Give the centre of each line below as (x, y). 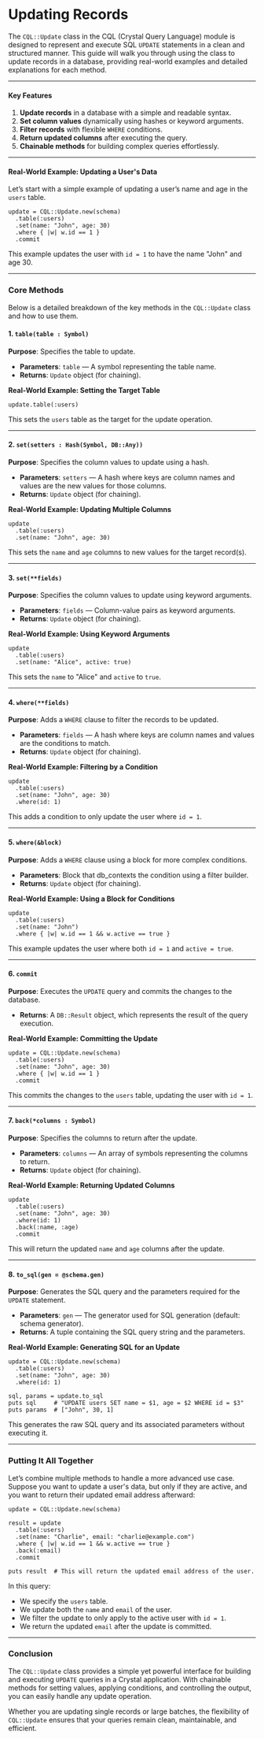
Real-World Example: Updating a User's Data (83, 172)
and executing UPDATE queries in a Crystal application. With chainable (120, 1679)
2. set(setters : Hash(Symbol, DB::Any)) (76, 445)
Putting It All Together (51, 1461)
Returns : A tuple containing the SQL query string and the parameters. (132, 1332)
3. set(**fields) (35, 577)
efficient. (22, 1728)
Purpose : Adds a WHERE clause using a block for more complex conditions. (128, 859)
